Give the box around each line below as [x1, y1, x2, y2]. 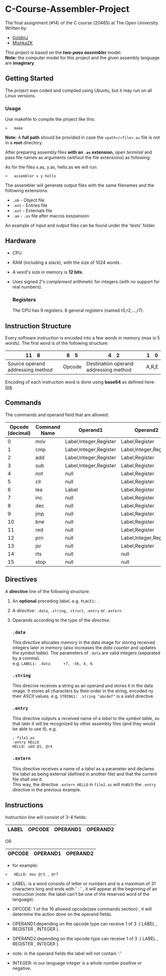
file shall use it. [12, 776, 43, 782]
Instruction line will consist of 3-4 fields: [5, 814, 87, 820]
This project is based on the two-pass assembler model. [5, 49, 122, 55]
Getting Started [5, 74, 54, 83]
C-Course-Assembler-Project [5, 3, 129, 15]
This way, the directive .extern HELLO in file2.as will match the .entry [12, 781, 157, 787]
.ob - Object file [12, 197, 45, 203]
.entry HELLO [12, 740, 40, 745]
